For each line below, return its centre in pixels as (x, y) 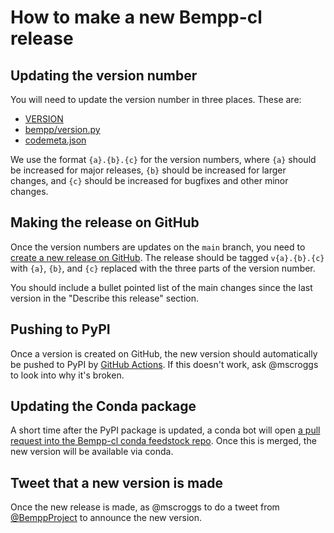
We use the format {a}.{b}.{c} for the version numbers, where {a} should (163, 159)
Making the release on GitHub (105, 222)
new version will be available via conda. (92, 452)
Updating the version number (104, 75)
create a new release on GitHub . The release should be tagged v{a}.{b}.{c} (167, 257)
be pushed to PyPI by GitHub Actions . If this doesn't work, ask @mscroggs (164, 364)
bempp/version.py (62, 129)
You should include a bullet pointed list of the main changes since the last (161, 287)
